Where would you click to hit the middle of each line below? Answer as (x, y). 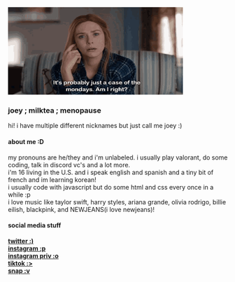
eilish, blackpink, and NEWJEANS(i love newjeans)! (81, 209)
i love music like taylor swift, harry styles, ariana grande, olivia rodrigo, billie (117, 202)
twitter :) (21, 241)
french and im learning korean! (52, 179)
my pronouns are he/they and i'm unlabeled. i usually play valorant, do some (118, 157)
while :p (19, 195)
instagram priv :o (33, 255)
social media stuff (35, 225)
